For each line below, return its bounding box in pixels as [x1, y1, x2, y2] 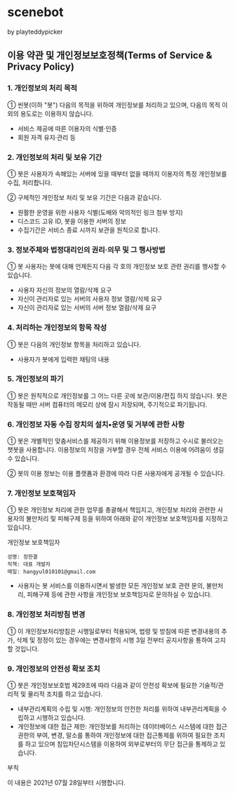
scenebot [7, 4, 65, 20]
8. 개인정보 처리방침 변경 [7, 610, 86, 620]
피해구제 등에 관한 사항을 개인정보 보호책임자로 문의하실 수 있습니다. [27, 590, 213, 599]
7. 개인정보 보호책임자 [7, 488, 76, 498]
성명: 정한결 [7, 554, 39, 561]
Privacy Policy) [7, 61, 75, 73]
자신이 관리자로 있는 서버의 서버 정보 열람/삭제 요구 [17, 303, 156, 312]
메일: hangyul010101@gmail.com [7, 568, 96, 575]
